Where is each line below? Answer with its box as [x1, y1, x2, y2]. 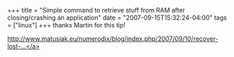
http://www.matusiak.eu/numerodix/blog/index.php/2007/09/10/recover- [7, 34, 218, 43]
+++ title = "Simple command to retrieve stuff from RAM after [7, 6, 185, 14]
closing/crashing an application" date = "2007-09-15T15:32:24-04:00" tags [7, 13, 227, 22]
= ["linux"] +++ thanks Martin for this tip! [7, 21, 125, 29]
